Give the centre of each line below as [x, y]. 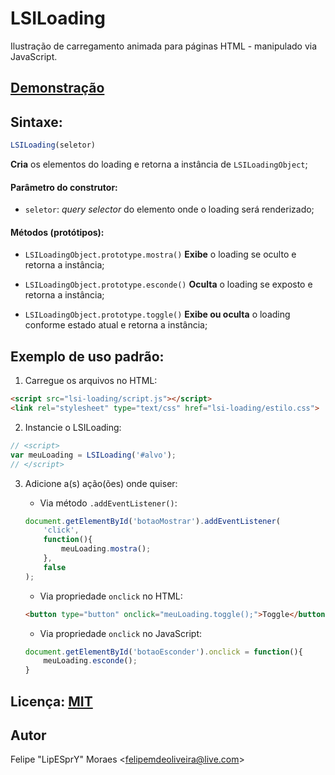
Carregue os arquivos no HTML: [91, 381]
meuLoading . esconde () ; [90, 661]
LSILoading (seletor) [53, 145]
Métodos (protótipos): [57, 232]
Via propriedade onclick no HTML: [111, 596]
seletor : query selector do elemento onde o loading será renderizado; [169, 209]
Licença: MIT [51, 701]
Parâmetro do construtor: [64, 187]
